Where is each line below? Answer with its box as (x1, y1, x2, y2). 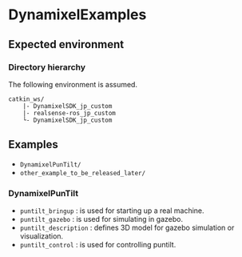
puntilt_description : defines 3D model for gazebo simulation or (19, 223, 235, 232)
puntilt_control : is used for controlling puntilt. (19, 239, 177, 249)
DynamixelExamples (8, 6, 147, 24)
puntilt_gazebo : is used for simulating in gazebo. (19, 214, 184, 223)
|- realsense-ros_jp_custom (22, 109, 116, 117)
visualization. (19, 231, 64, 241)
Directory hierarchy (8, 62, 86, 73)
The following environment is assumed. (8, 79, 138, 89)
